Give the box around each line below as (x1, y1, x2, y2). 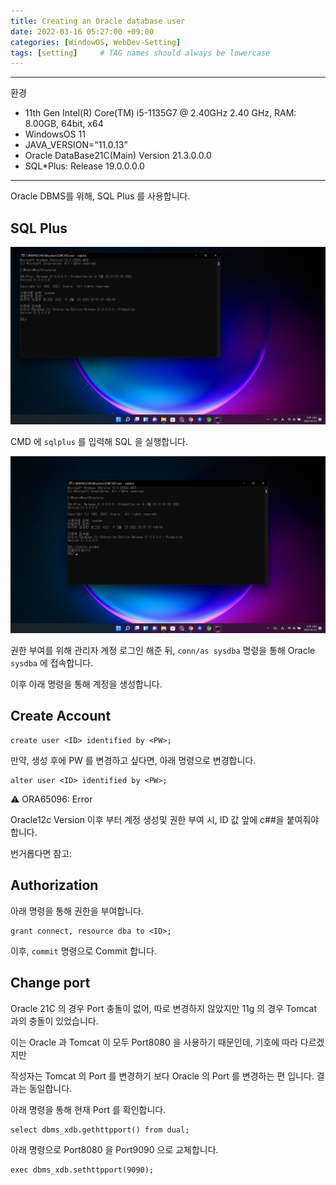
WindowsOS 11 (24, 128, 86, 140)
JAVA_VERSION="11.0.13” (24, 139, 128, 151)
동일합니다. (28, 1082, 73, 1094)
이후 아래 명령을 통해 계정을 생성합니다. (10, 678, 163, 690)
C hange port (10, 975, 91, 992)
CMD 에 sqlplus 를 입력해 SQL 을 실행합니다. (10, 435, 188, 447)
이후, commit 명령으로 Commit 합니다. (10, 945, 157, 957)
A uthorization (10, 877, 99, 894)
